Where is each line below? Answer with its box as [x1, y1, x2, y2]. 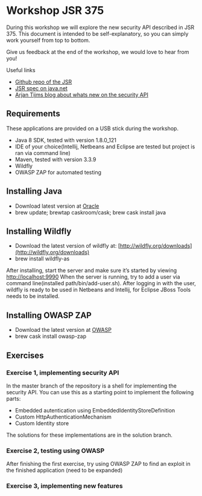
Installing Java [6, 186, 62, 197]
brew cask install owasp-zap [14, 332, 87, 340]
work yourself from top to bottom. [6, 36, 90, 44]
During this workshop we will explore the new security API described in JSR [6, 24, 195, 31]
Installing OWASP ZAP [6, 310, 92, 320]
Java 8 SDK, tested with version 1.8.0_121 [14, 136, 116, 144]
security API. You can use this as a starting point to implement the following [6, 388, 194, 395]
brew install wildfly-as [14, 255, 70, 262]
